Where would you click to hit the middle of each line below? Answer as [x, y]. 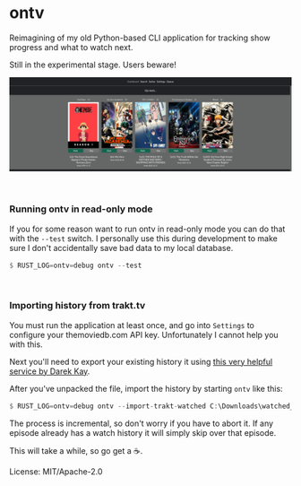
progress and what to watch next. [71, 47]
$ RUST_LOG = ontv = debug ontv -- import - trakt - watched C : [114, 406]
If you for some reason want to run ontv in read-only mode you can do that [147, 229]
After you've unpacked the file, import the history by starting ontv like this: [146, 388]
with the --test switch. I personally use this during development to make [143, 238]
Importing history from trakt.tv [77, 306]
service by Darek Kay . [50, 371]
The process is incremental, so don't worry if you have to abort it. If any [142, 423]
